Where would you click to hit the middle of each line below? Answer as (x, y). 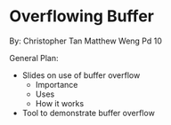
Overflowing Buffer (81, 16)
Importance (57, 84)
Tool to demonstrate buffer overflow (89, 113)
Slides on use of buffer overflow (81, 75)
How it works (60, 103)
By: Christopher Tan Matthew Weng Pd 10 (86, 41)
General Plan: (34, 58)
